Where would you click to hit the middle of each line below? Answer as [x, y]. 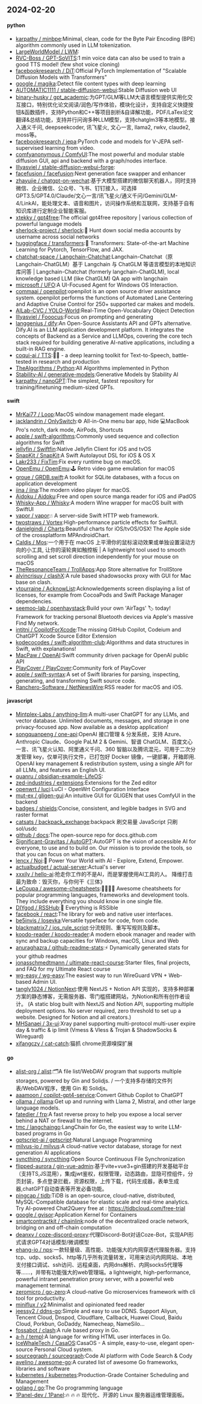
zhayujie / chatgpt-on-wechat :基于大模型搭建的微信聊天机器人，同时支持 [106, 181]
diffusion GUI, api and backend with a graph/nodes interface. [91, 160]
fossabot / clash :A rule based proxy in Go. [67, 1331]
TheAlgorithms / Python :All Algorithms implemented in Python [92, 368]
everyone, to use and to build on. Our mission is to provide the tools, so [104, 848]
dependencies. [34, 601]
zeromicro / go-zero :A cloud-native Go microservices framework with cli [106, 1292]
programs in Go [52, 1134]
